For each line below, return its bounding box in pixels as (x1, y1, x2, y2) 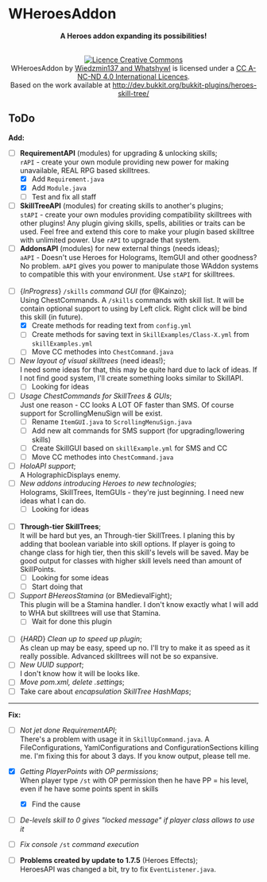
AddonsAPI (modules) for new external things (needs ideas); (19, 244, 220, 253)
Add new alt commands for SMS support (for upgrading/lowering (31, 426, 245, 435)
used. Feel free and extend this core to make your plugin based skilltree (19, 227, 255, 237)
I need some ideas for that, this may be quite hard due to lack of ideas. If (19, 365, 257, 374)
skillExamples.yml (31, 340, 93, 348)
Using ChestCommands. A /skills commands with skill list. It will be (19, 296, 245, 305)
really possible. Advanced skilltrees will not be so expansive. (19, 652, 219, 661)
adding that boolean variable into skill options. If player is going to (19, 540, 236, 549)
